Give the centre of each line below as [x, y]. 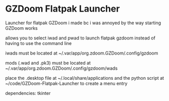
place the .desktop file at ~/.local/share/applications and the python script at [85, 78]
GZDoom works [21, 28]
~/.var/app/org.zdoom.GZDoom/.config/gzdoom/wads [61, 68]
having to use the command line [39, 43]
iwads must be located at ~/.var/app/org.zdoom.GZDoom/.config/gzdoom [82, 53]
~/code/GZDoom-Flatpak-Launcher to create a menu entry [66, 83]
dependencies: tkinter [28, 93]
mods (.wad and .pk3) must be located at [48, 63]
